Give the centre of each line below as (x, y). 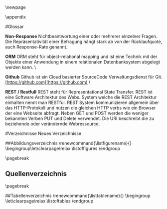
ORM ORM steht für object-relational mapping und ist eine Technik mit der (81, 56)
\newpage (16, 7)
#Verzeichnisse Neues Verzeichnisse (43, 133)
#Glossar (14, 26)
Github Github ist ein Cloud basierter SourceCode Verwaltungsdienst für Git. (84, 77)
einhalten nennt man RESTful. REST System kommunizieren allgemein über (82, 102)
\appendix (16, 17)
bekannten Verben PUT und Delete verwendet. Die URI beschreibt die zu (80, 118)
